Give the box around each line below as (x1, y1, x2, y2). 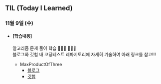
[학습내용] (12, 33, 32, 39)
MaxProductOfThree (19, 61, 62, 67)
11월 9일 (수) (5, 20, 33, 27)
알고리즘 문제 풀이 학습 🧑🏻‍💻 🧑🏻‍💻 (12, 45, 76, 51)
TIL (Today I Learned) (5, 4, 73, 12)
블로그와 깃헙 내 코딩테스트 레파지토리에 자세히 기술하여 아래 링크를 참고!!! (12, 51, 156, 57)
